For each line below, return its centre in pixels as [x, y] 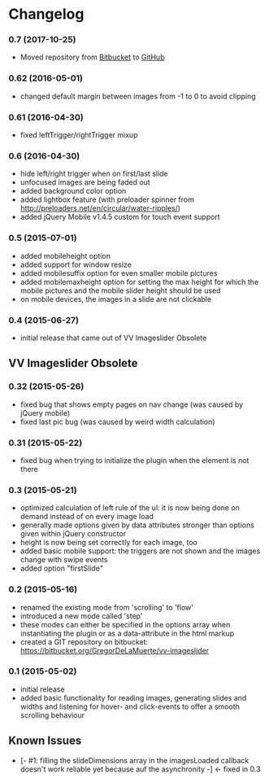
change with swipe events [64, 560]
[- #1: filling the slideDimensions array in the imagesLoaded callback [134, 760]
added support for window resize [76, 264]
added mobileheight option [65, 256]
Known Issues [45, 741]
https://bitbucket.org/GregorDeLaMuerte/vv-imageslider [115, 650]
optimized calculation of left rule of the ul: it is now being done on [130, 508]
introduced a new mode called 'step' [81, 616]
